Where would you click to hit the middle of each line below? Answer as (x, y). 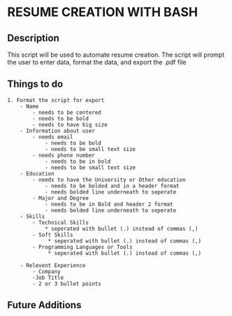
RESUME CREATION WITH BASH (102, 12)
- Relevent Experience (53, 265)
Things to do (35, 84)
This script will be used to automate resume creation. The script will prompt (116, 55)
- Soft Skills (53, 235)
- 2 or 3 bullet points (67, 284)
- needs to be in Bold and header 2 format (109, 204)
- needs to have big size (70, 124)
